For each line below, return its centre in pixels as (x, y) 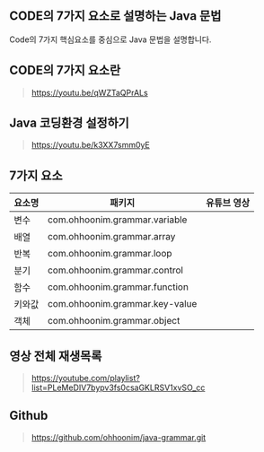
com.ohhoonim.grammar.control (116, 270)
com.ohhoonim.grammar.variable (118, 220)
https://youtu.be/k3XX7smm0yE (90, 145)
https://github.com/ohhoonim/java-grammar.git (119, 437)
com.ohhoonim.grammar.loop (110, 254)
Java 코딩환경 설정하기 (70, 123)
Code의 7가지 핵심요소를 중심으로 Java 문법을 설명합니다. (110, 39)
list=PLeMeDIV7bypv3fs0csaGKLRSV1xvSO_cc (118, 387)
